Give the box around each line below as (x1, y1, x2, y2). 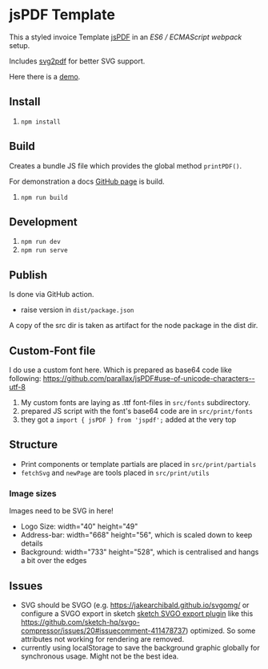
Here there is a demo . (9, 71, 81, 81)
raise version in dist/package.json (20, 305, 134, 314)
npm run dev (20, 238, 61, 246)
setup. (9, 40, 30, 50)
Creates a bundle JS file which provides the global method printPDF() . (9, 160, 242, 170)
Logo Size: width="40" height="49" (20, 521, 138, 531)
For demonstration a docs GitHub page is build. (9, 176, 165, 186)
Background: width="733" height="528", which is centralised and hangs (20, 547, 259, 557)
